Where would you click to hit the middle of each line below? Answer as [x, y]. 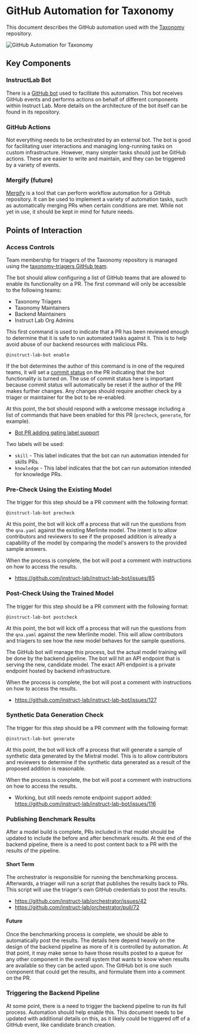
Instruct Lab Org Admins [44, 320]
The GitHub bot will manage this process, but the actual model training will [96, 652]
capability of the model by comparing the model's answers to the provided [96, 543]
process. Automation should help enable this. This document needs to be [95, 1012]
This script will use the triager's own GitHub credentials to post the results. [96, 890]
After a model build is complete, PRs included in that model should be [90, 832]
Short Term [20, 864]
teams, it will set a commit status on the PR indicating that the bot [85, 372]
